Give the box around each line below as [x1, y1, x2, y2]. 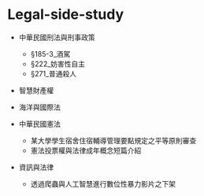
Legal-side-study [7, 6, 124, 24]
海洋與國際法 [18, 102, 61, 112]
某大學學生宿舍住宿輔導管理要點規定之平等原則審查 [30, 135, 197, 145]
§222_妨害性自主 [30, 59, 86, 68]
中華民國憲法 [18, 119, 61, 128]
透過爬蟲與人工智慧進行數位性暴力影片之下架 [30, 179, 176, 188]
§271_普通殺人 [30, 68, 77, 78]
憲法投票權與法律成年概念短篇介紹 [30, 146, 142, 155]
